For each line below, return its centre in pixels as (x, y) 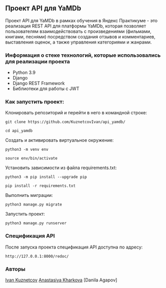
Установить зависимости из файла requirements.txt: (61, 168)
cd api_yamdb (19, 131)
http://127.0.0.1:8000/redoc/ (37, 256)
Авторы (15, 269)
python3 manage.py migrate (34, 204)
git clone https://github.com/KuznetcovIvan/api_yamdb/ (65, 122)
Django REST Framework (38, 84)
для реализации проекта (38, 61)
